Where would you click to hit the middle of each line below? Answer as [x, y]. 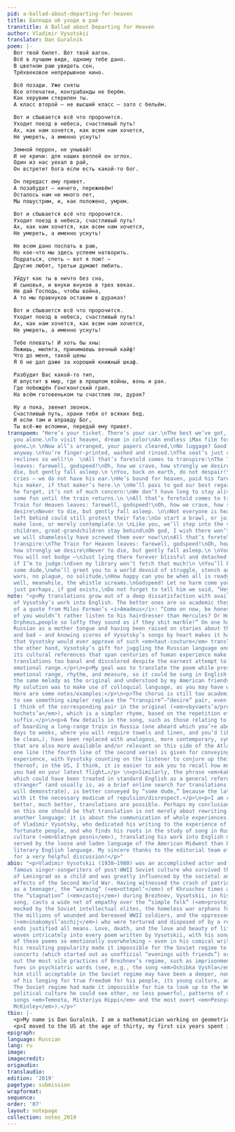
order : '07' [24, 1105]
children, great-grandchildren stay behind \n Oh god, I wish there [112, 531]
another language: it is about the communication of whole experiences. [122, 817]
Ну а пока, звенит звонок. [53, 407]
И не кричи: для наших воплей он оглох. [73, 156]
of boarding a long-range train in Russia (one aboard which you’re [115, 726]
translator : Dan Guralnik [45, 40]
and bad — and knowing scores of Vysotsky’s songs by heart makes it [117, 635]
